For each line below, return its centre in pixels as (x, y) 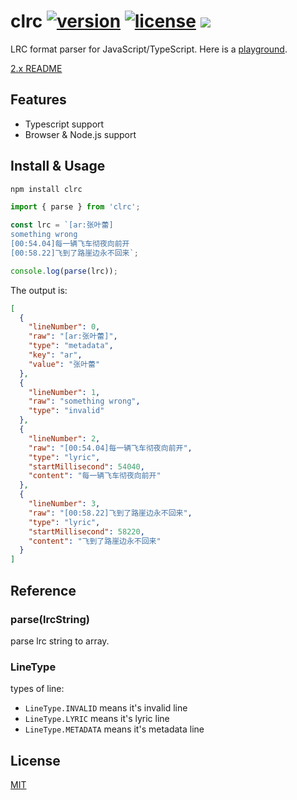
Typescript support (64, 124)
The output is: (39, 290)
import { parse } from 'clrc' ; (75, 207)
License (35, 760)
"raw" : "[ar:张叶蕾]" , (73, 336)
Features (38, 100)
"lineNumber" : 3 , (64, 504)
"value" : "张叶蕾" (64, 364)
